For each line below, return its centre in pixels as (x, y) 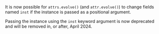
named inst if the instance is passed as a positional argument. (68, 12)
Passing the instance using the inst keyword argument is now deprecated (80, 21)
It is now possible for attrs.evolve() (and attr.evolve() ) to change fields (79, 7)
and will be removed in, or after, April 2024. (49, 26)
